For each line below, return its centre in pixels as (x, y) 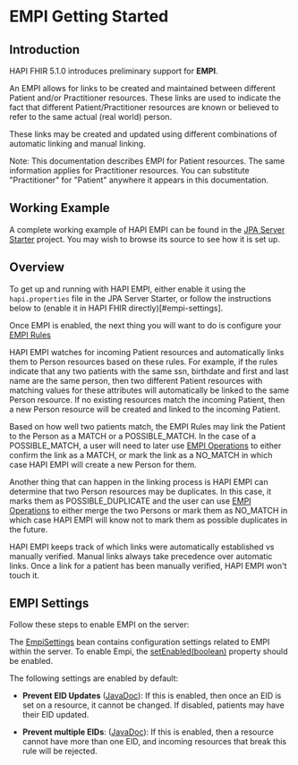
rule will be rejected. (60, 751)
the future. (29, 529)
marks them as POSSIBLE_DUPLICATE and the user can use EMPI (131, 501)
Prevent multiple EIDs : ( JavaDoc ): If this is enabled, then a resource (148, 732)
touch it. (25, 575)
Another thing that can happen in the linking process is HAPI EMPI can (139, 481)
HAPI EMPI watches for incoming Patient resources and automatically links (147, 352)
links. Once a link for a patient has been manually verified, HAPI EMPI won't (148, 565)
